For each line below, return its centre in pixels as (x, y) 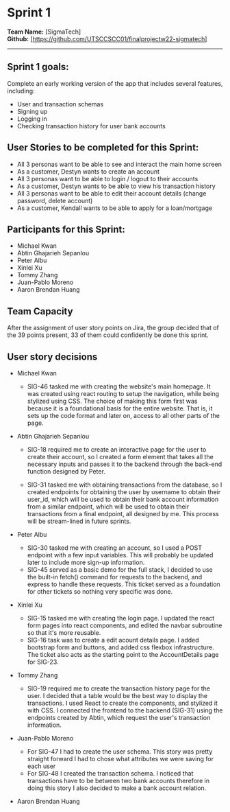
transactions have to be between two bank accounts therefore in (118, 781)
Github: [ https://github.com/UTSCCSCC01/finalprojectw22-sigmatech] (107, 38)
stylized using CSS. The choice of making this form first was (112, 401)
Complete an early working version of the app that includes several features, (115, 83)
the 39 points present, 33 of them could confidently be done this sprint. (108, 335)
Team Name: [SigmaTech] (44, 32)
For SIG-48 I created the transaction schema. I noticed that (110, 773)
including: (21, 91)
